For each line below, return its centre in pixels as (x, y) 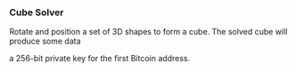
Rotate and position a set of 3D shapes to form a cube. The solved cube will (148, 32)
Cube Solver (37, 12)
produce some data (45, 41)
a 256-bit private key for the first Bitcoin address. (99, 59)
